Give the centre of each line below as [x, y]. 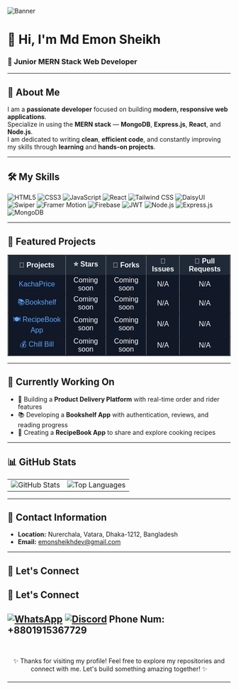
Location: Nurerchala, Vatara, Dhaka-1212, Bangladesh [98, 534]
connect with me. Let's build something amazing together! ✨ [119, 669]
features [30, 407]
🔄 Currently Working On [61, 382]
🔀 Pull [205, 261]
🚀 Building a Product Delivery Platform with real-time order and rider [118, 399]
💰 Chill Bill [37, 344]
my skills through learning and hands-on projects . [81, 147]
